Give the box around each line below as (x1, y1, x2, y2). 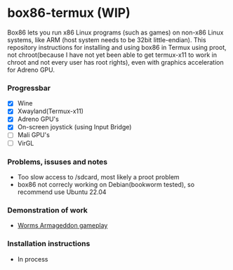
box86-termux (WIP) (7, 5, 131, 21)
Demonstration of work (7, 205, 88, 215)
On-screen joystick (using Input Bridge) (17, 123, 132, 131)
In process (17, 255, 48, 263)
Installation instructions (7, 239, 91, 249)
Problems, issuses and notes (7, 157, 108, 167)
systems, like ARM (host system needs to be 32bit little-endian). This (7, 35, 206, 44)
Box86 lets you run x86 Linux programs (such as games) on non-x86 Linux (7, 28, 224, 37)
